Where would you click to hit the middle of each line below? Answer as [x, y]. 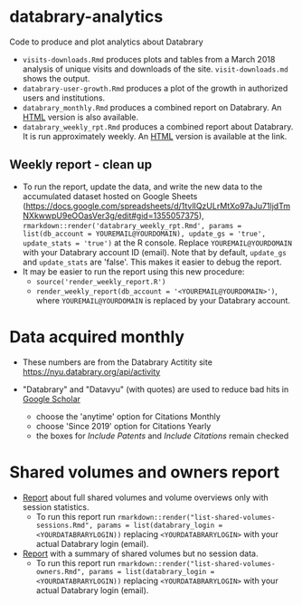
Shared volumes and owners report [145, 472]
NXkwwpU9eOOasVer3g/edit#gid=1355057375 [110, 216]
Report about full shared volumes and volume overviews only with [145, 497]
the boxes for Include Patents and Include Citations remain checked [162, 436]
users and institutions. [64, 98]
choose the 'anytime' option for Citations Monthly [128, 416]
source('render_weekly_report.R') [101, 282]
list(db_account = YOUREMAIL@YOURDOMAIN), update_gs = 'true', [144, 234]
